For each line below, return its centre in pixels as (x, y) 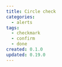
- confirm (23, 38)
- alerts (22, 22)
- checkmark (26, 33)
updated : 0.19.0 (26, 55)
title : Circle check (31, 11)
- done (19, 44)
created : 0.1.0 (25, 50)
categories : (20, 17)
